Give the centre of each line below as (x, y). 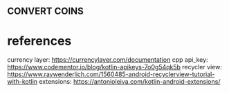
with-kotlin (22, 82)
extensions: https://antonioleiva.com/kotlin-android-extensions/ (130, 82)
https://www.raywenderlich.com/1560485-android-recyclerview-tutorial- (111, 74)
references (39, 41)
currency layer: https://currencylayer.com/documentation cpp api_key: (108, 60)
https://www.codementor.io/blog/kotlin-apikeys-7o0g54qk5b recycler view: (115, 67)
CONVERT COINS (46, 11)
